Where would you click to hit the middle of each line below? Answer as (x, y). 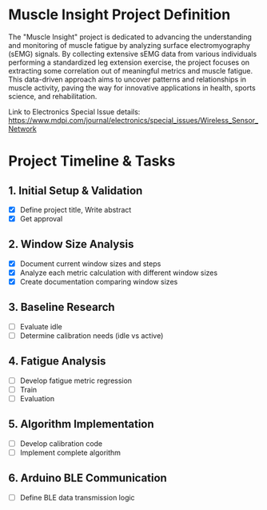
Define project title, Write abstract (76, 209)
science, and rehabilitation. (53, 96)
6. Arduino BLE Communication (88, 478)
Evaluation (37, 398)
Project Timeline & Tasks (92, 161)
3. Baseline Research (62, 307)
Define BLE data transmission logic (77, 497)
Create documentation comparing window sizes (99, 282)
